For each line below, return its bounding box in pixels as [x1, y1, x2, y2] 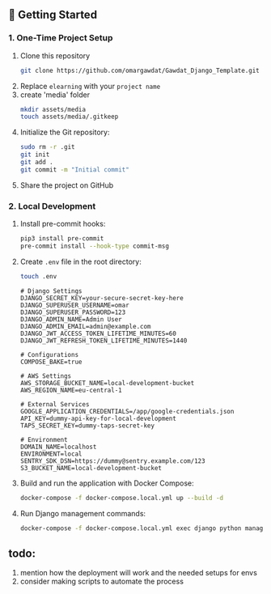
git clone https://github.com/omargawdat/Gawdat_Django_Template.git [19, 66, 260, 74]
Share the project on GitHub [19, 180, 114, 190]
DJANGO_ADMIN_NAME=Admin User [19, 315, 123, 324]
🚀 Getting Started [8, 8, 98, 22]
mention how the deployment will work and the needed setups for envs [19, 568, 257, 578]
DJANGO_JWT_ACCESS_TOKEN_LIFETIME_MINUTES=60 [19, 329, 176, 337]
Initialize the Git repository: [19, 127, 110, 138]
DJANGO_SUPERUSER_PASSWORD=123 [19, 308, 126, 316]
